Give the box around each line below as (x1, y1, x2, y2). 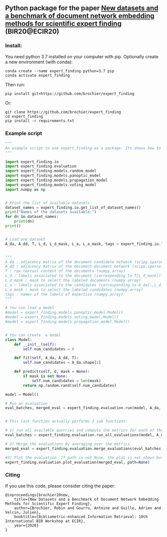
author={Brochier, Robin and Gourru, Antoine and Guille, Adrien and (14, 505, 162, 511)
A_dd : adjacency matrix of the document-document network (5, 264, 130, 269)
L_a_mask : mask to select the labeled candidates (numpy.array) (5, 287, 143, 292)
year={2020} (14, 523, 39, 528)
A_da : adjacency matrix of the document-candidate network (5, 259, 133, 264)
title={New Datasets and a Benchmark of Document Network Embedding (14, 497, 159, 502)
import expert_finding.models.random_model (5, 169, 97, 174)
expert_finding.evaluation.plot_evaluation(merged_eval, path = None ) (5, 460, 150, 465)
